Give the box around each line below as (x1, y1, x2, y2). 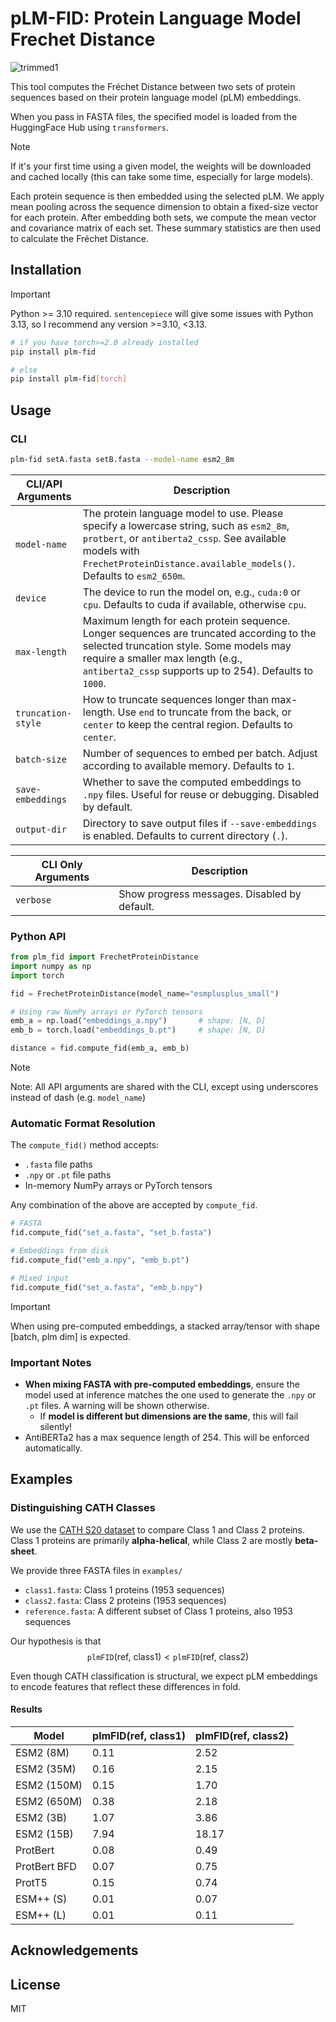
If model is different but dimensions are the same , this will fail (39, 1410, 299, 1422)
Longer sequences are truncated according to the (82, 626, 317, 640)
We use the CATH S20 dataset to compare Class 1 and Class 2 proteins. (10, 1523, 306, 1536)
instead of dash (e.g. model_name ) (10, 1092, 147, 1104)
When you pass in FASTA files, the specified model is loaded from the (10, 110, 298, 122)
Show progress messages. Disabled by (118, 887, 302, 901)
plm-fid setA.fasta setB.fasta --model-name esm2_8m (10, 454, 235, 464)
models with (82, 543, 140, 557)
